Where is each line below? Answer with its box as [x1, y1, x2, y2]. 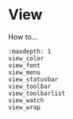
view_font [8, 61, 41, 69]
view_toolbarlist [8, 89, 66, 97]
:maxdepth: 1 [8, 47, 52, 55]
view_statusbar [8, 75, 59, 83]
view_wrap [8, 103, 41, 111]
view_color [8, 54, 44, 62]
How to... [8, 32, 38, 42]
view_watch [8, 96, 44, 105]
